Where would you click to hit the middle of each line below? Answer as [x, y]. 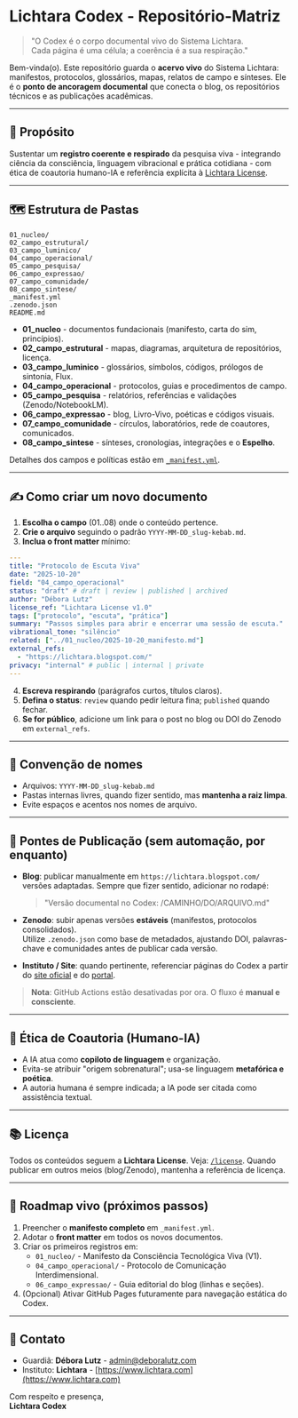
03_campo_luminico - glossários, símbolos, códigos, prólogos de [142, 367]
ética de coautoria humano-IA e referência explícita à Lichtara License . [138, 172]
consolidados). [49, 929]
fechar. [35, 709]
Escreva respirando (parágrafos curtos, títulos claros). [122, 690]
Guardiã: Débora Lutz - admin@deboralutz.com [109, 1360]
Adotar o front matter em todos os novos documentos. [122, 1237]
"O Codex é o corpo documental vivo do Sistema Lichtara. [137, 41]
